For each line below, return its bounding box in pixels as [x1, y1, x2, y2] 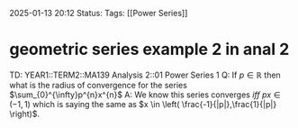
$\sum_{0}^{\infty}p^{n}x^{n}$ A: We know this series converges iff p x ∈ [9, 89, 281, 100]
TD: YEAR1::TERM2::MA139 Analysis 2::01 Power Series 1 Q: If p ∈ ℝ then [9, 69, 281, 80]
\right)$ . [9, 108, 41, 119]
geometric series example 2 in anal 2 [9, 40, 290, 59]
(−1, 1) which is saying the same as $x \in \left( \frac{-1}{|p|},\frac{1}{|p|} [9, 98, 277, 109]
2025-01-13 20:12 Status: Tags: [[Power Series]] [9, 8, 188, 18]
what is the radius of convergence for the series [9, 79, 187, 90]
